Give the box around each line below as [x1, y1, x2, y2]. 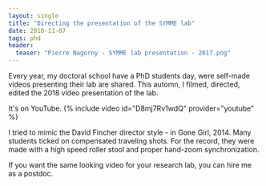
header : [8, 42, 34, 50]
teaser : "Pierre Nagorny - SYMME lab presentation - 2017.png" [15, 49, 231, 57]
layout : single [8, 11, 59, 20]
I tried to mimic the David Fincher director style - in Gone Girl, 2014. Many [8, 127, 252, 137]
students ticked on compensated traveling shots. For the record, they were [8, 136, 255, 145]
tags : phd [8, 34, 42, 42]
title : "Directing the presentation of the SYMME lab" [8, 19, 195, 27]
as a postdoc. [8, 169, 54, 178]
